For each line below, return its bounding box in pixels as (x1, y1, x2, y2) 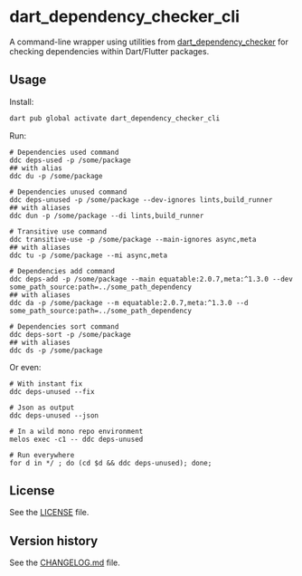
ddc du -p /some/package (9, 171, 103, 180)
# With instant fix (9, 379, 83, 389)
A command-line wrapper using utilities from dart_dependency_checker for (9, 36, 289, 47)
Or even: (9, 361, 42, 372)
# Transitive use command (9, 226, 107, 236)
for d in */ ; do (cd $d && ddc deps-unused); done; (9, 458, 212, 467)
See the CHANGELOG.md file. (9, 557, 120, 568)
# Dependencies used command (9, 148, 119, 157)
